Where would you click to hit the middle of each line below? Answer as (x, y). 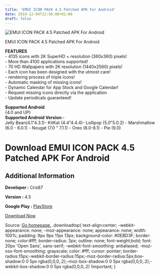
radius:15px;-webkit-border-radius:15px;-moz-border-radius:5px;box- (75, 256)
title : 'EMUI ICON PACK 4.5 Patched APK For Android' (61, 9)
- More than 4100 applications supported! (47, 62)
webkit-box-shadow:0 (27, 267)
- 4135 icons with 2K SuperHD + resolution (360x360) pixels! (66, 56)
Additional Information (40, 176)
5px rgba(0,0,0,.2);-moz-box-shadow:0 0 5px (75, 261)
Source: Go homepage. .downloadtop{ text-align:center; (61, 225)
